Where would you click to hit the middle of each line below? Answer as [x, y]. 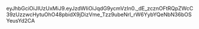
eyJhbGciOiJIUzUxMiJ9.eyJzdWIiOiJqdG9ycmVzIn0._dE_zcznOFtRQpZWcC [100, 8]
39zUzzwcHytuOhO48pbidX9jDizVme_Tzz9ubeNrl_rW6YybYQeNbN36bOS [99, 14]
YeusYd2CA [21, 21]
